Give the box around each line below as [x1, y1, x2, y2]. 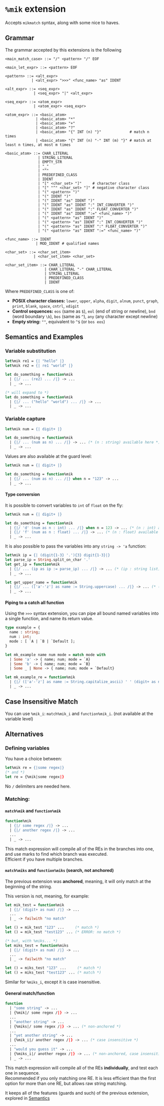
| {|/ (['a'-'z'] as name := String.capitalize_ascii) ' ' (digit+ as [9, 680, 156, 685]
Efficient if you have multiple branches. [5, 856, 84, 862]
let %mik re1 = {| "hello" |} [5, 359, 64, 364]
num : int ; [9, 634, 32, 639]
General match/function [5, 990, 55, 996]
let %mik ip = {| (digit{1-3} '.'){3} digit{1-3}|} [5, 553, 110, 558]
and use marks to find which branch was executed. [5, 851, 108, 857]
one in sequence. [5, 1070, 40, 1076]
